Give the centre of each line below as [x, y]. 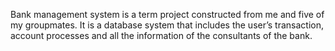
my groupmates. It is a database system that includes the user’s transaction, [167, 25]
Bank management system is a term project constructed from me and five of [167, 14]
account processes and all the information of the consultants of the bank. [161, 35]
